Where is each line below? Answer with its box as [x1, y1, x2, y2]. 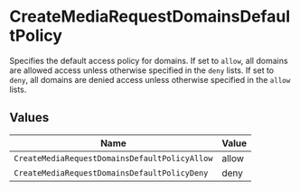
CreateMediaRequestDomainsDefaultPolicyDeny [14, 168, 209, 177]
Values [9, 110, 50, 125]
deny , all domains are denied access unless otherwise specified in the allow [9, 74, 291, 85]
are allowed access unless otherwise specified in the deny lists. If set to [9, 65, 275, 76]
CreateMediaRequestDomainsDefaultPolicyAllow [14, 153, 213, 163]
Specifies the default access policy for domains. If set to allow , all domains [9, 55, 288, 66]
